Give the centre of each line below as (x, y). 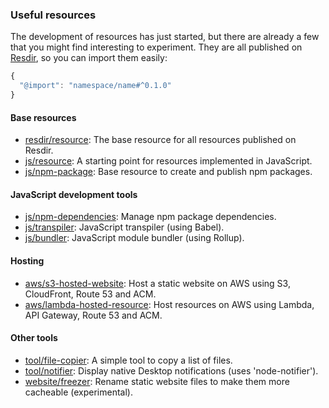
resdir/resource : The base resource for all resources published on (160, 140)
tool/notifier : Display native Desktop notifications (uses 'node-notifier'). (171, 370)
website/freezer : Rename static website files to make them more (157, 381)
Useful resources (53, 15)
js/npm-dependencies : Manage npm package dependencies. (150, 217)
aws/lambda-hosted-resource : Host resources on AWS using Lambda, (169, 304)
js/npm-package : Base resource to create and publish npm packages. (168, 172)
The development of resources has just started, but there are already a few (165, 37)
